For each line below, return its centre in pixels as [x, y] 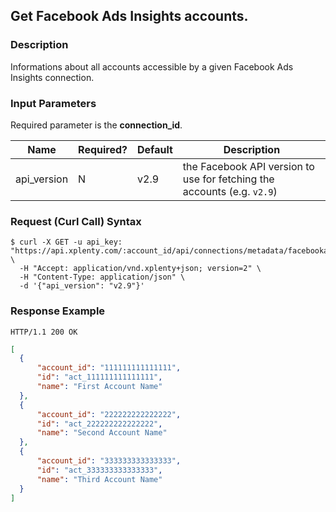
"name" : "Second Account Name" [102, 433]
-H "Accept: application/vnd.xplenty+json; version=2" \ [140, 269]
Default [155, 149]
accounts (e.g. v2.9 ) [230, 191]
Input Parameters [53, 103]
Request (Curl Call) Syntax [76, 221]
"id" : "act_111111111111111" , [99, 377]
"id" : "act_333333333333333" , [99, 470]
